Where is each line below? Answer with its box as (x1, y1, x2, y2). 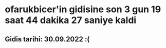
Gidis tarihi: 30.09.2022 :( (5, 35, 90, 43)
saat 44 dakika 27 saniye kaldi (5, 14, 137, 26)
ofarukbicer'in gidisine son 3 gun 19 (5, 4, 161, 15)
